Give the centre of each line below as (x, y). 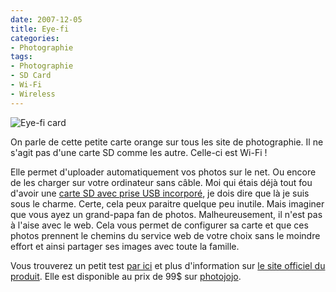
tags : (21, 57)
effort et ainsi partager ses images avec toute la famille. (125, 246)
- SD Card (31, 76)
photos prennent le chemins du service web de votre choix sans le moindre (165, 235)
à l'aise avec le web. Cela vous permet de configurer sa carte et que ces (159, 225)
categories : (35, 38)
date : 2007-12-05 (46, 19)
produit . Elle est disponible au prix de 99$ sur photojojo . (126, 276)
